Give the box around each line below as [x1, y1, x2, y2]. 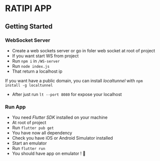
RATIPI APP [5, 3, 52, 14]
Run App [5, 103, 26, 110]
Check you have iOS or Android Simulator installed [12, 135, 113, 141]
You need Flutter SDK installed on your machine [12, 114, 108, 120]
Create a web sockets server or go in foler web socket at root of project [12, 48, 155, 53]
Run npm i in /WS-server [12, 58, 60, 64]
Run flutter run [12, 145, 46, 151]
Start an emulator [12, 140, 47, 146]
